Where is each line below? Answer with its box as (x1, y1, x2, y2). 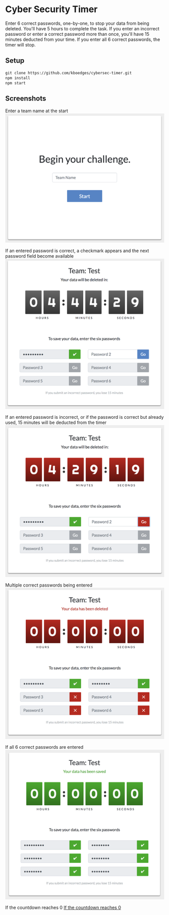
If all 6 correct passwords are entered (5, 744, 84, 750)
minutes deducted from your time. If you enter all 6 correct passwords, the (5, 36, 160, 42)
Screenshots (5, 94, 46, 103)
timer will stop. (5, 41, 36, 47)
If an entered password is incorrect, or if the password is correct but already (5, 414, 164, 420)
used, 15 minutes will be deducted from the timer (5, 419, 107, 425)
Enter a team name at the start (5, 108, 68, 114)
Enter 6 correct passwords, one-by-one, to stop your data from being (5, 20, 150, 26)
